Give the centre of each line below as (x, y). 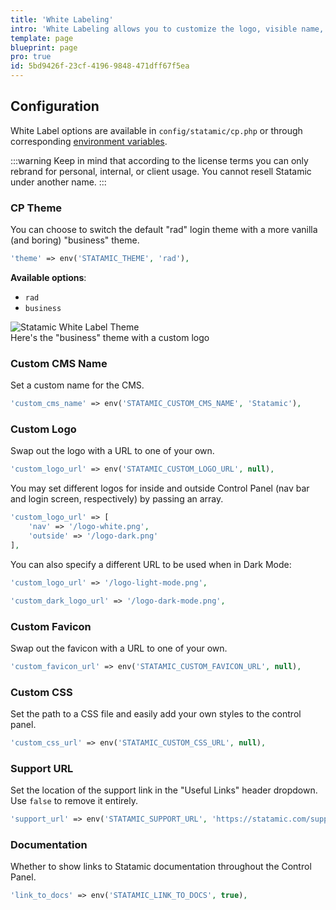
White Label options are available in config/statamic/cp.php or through (156, 130)
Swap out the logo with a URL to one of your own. (112, 451)
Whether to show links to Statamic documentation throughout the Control (161, 867)
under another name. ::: (58, 182)
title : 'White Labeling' (62, 19)
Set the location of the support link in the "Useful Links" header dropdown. (164, 790)
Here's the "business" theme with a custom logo (110, 337)
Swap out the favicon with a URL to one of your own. (119, 648)
